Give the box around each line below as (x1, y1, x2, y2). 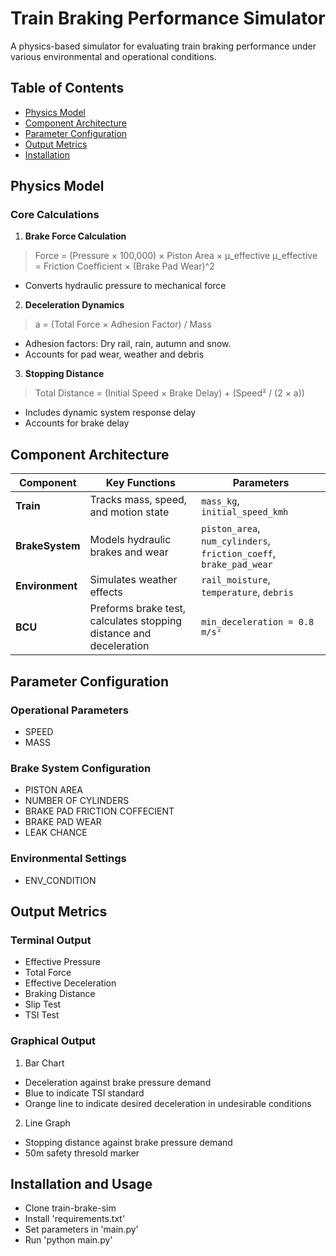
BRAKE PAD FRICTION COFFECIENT (24, 805, 175, 817)
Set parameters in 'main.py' (24, 1223, 139, 1236)
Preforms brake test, (89, 602, 187, 616)
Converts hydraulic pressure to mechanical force (24, 280, 227, 292)
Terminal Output (10, 933, 92, 947)
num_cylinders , (201, 534, 271, 548)
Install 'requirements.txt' (24, 1213, 126, 1225)
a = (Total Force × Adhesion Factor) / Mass (34, 318, 212, 331)
